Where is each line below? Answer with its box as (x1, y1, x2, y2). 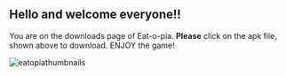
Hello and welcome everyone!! (9, 7, 182, 22)
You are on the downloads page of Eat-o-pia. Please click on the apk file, (9, 30, 277, 41)
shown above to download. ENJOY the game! (9, 40, 175, 50)
